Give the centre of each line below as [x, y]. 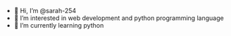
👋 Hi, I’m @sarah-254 [45, 11]
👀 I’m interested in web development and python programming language [119, 18]
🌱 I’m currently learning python [59, 25]
